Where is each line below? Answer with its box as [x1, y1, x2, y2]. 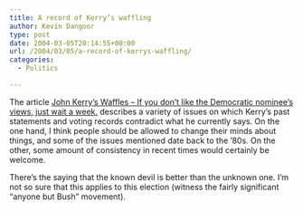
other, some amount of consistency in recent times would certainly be [9, 144, 270, 155]
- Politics [17, 64, 59, 73]
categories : [9, 55, 54, 64]
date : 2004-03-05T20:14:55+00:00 [9, 38, 136, 48]
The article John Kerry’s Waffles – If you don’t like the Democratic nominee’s [9, 96, 294, 107]
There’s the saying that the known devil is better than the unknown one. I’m [9, 171, 289, 182]
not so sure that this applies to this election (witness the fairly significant [9, 181, 279, 192]
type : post [9, 30, 51, 39]
